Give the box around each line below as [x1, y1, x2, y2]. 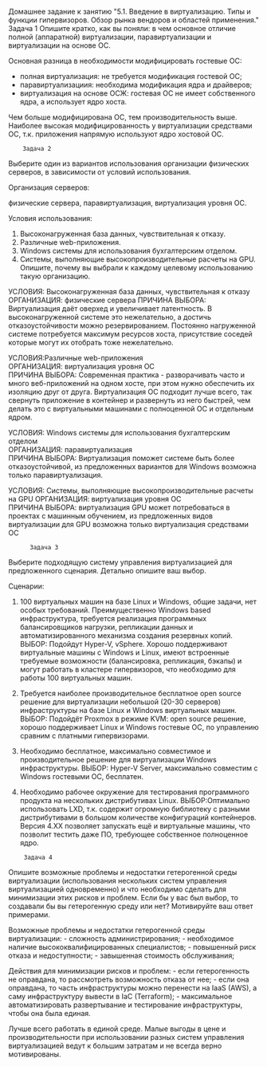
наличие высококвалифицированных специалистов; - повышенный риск [8, 943, 257, 951]
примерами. [8, 910, 50, 919]
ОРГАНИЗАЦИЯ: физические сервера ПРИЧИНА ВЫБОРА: [8, 295, 206, 305]
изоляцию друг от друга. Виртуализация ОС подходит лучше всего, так [8, 387, 253, 396]
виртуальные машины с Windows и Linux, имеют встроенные [19, 648, 230, 657]
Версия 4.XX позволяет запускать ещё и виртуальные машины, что [19, 821, 251, 830]
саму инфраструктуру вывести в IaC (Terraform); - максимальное [8, 992, 233, 1001]
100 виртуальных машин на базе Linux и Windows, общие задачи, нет [19, 597, 257, 606]
